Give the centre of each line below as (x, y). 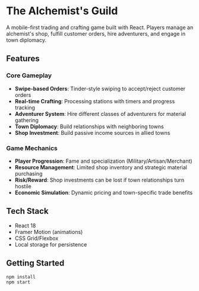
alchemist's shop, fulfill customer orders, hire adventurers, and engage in (96, 33)
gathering (26, 120)
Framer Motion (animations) (49, 232)
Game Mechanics (32, 148)
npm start (18, 282)
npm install (21, 277)
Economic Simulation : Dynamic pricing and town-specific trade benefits (104, 192)
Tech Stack (27, 211)
